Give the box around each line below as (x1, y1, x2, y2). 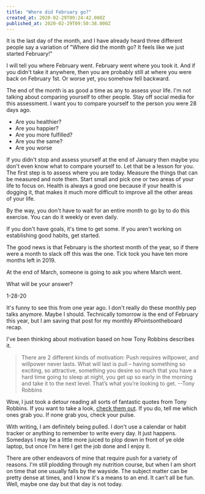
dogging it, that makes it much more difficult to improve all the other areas (6, 189, 193, 196)
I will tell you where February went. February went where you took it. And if (6, 62, 196, 69)
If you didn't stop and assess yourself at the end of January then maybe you (6, 156, 199, 163)
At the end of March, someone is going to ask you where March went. (6, 269, 182, 276)
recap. (6, 324, 23, 331)
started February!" (6, 50, 53, 58)
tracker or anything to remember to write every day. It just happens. (6, 430, 177, 437)
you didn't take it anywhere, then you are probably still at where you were (6, 69, 192, 76)
